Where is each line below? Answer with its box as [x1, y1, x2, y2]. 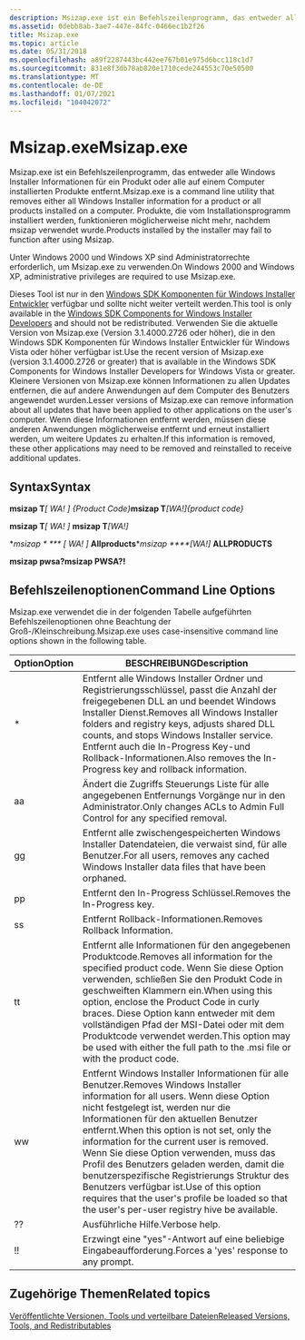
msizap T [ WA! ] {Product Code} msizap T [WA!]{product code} [9, 503, 244, 514]
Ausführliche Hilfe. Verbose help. [82, 1217, 221, 1230]
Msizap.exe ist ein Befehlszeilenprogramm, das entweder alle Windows [9, 167, 276, 178]
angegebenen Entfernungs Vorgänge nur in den [82, 789, 286, 802]
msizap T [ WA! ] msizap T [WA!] [9, 521, 129, 532]
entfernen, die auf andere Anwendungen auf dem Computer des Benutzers [9, 385, 290, 396]
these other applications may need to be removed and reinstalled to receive [9, 443, 292, 454]
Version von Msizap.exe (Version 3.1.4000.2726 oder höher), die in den [9, 328, 275, 339]
